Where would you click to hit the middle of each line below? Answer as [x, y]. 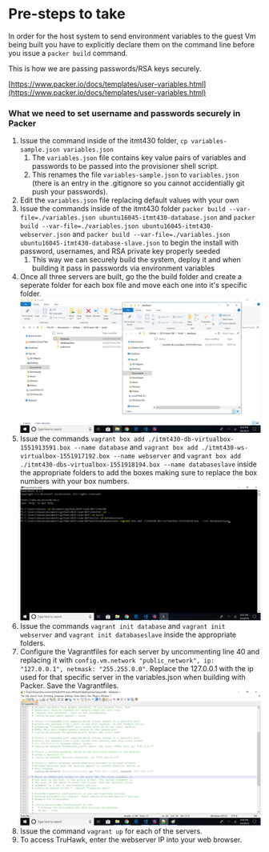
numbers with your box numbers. [74, 482]
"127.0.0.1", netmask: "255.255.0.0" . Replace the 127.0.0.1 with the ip [137, 669]
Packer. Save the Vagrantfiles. [69, 686]
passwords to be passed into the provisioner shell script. [125, 166]
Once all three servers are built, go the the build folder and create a [131, 277]
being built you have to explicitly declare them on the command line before [131, 44]
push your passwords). [70, 192]
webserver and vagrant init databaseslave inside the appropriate [128, 635]
